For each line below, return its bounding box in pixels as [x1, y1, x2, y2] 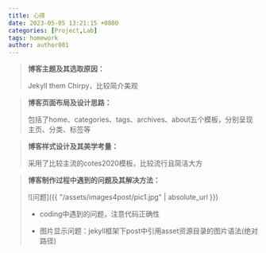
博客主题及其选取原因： [27, 64, 105, 74]
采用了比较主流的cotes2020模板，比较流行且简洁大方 [27, 158, 202, 168]
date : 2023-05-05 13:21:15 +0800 [8, 19, 119, 27]
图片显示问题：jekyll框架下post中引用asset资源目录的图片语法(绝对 [39, 226, 258, 235]
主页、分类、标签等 [27, 125, 91, 134]
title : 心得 [8, 11, 45, 20]
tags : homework [8, 33, 59, 42]
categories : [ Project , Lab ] [8, 26, 98, 34]
